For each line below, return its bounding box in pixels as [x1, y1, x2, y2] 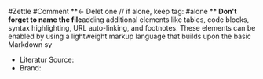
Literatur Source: [19, 55, 75, 64]
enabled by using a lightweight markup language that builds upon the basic [8, 31, 251, 41]
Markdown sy [8, 40, 53, 49]
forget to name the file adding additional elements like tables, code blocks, [8, 15, 250, 24]
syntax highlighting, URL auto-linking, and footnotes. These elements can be [8, 23, 256, 32]
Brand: [19, 63, 42, 73]
